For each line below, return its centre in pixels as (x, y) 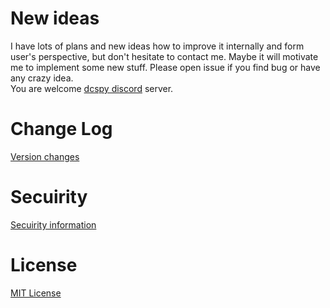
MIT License (36, 293)
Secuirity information (53, 224)
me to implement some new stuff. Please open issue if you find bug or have (165, 67)
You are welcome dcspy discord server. (92, 88)
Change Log (61, 129)
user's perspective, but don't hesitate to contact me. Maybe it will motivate (164, 56)
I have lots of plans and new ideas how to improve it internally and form (157, 46)
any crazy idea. (42, 78)
